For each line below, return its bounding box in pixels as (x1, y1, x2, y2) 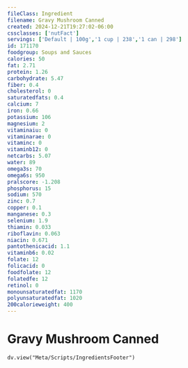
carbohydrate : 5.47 (7, 74, 64, 82)
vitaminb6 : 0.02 (7, 250, 54, 257)
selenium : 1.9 (7, 217, 49, 224)
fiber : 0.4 (7, 81, 39, 88)
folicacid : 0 (7, 262, 45, 269)
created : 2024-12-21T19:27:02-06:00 (7, 23, 113, 30)
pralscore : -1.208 (7, 178, 61, 185)
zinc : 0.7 (7, 198, 36, 205)
